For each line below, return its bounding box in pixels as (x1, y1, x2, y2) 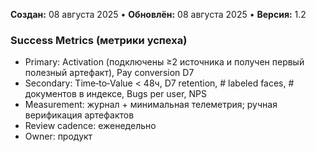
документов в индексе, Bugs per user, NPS (24, 88, 208, 100)
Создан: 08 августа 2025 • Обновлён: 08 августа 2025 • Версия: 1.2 (10, 9, 307, 20)
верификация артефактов (24, 109, 135, 121)
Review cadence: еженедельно (24, 120, 157, 132)
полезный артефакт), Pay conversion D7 (24, 67, 195, 79)
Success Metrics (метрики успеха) (10, 33, 188, 47)
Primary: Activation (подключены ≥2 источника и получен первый (24, 56, 305, 68)
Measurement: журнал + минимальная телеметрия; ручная (24, 99, 278, 111)
